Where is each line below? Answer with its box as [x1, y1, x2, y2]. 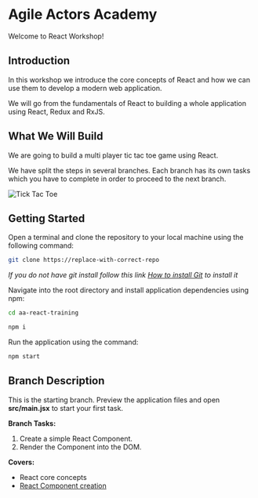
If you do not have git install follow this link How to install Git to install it [8, 271, 238, 280]
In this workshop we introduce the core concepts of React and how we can [8, 75, 251, 84]
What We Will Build [8, 129, 104, 143]
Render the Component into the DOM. [19, 442, 142, 452]
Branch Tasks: [8, 418, 56, 428]
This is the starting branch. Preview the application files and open [8, 394, 220, 405]
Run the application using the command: [8, 337, 139, 347]
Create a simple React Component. [19, 434, 133, 443]
